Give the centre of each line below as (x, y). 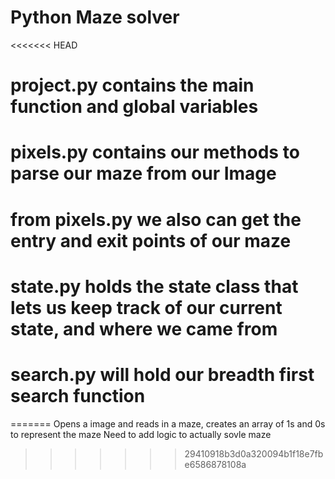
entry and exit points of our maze (151, 240)
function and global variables (134, 107)
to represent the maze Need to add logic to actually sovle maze (141, 434)
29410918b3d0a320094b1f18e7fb (254, 453)
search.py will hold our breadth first (162, 374)
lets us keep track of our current (146, 307)
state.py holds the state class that (154, 286)
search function (78, 395)
